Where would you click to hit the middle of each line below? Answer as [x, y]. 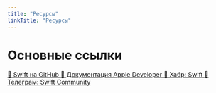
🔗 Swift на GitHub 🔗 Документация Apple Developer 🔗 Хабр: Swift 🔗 [108, 75]
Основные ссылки [65, 55]
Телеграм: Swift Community [49, 82]
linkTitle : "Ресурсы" [39, 20]
